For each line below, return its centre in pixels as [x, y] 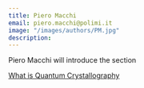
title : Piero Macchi [43, 15]
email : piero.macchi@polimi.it [60, 23]
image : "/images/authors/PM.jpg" [64, 30]
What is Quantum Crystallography [64, 75]
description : [30, 38]
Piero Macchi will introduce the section [72, 60]
